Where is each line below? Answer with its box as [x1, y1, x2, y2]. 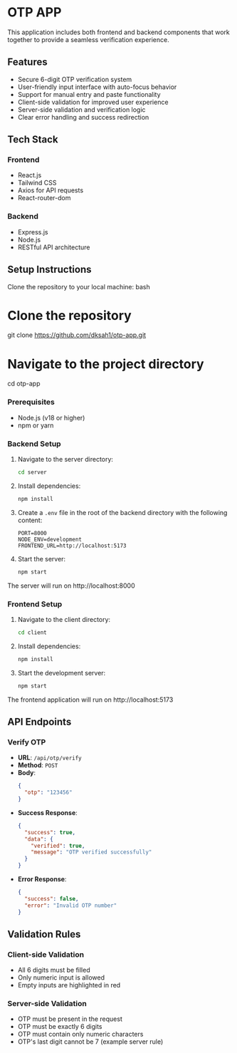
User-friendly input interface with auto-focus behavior [17, 83, 177, 91]
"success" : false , [24, 895, 79, 902]
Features [7, 56, 48, 68]
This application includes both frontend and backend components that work [7, 28, 230, 36]
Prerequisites [7, 397, 55, 407]
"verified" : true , [31, 842, 85, 849]
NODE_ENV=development [17, 536, 82, 543]
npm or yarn [17, 421, 54, 430]
